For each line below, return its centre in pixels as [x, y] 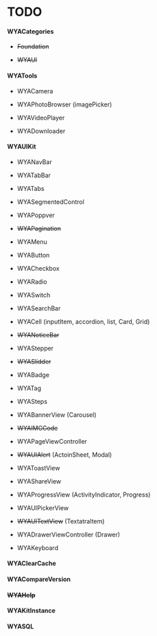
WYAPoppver [36, 215]
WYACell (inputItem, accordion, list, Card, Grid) [83, 321]
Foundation [33, 47]
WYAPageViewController [52, 441]
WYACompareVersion [39, 579]
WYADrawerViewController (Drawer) [69, 534]
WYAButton [33, 255]
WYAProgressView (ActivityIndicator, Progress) [84, 495]
